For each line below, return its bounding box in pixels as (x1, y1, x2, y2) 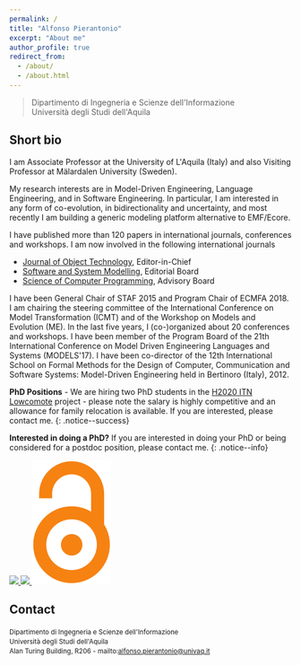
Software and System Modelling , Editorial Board (21, 266, 199, 276)
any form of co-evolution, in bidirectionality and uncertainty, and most (9, 202, 268, 213)
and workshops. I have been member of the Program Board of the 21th (9, 330, 271, 341)
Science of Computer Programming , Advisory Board (21, 275, 215, 286)
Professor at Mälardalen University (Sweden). (9, 166, 177, 177)
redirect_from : (9, 52, 66, 62)
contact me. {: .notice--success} (9, 415, 130, 425)
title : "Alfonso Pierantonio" (9, 23, 123, 33)
